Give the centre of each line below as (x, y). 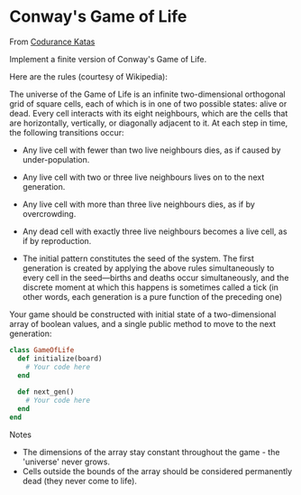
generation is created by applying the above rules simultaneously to (148, 267)
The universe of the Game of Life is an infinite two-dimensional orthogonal (147, 94)
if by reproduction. (57, 240)
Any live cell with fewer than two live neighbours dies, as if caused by (151, 150)
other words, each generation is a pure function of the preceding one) (152, 296)
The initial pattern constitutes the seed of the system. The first (138, 258)
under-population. (56, 159)
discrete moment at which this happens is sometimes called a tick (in (150, 287)
